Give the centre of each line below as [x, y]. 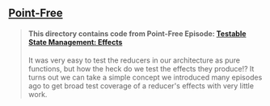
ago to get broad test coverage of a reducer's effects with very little [141, 86]
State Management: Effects [75, 42]
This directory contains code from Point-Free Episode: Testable [137, 33]
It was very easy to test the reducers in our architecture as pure [134, 60]
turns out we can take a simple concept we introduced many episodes [145, 77]
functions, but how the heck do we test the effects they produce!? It [141, 68]
